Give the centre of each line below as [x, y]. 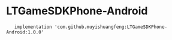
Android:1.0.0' [25, 32]
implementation [33, 27]
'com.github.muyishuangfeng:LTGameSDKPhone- [111, 27]
